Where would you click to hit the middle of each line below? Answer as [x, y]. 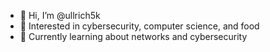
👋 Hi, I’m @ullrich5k [60, 15]
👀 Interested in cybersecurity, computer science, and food [139, 26]
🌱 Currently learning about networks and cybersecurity [133, 36]
